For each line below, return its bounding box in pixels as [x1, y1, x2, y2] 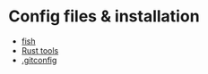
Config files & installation [8, 6, 200, 27]
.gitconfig [21, 54, 57, 65]
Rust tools [21, 45, 59, 55]
